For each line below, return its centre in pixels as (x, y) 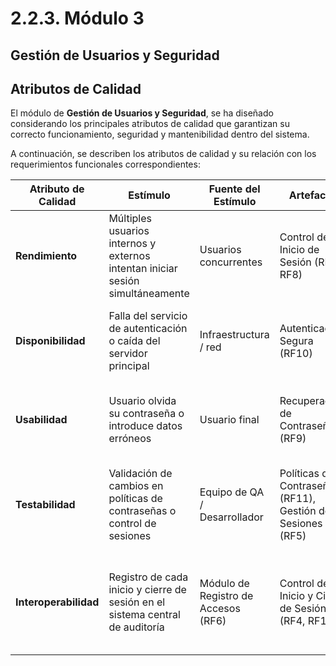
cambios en (136, 486)
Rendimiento (46, 256)
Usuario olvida (142, 401)
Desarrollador (231, 517)
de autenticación (148, 329)
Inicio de (299, 250)
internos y (132, 244)
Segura (296, 341)
